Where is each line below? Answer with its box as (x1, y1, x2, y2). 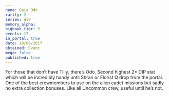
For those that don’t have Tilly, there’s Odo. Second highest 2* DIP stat (5, 69, 155, 75)
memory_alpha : (5, 21, 36, 27)
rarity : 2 (5, 12, 27, 17)
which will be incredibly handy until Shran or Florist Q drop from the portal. (5, 75, 163, 81)
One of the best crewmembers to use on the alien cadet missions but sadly (5, 80, 164, 86)
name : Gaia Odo (5, 7, 38, 13)
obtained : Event (5, 45, 40, 51)
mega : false (5, 50, 31, 55)
